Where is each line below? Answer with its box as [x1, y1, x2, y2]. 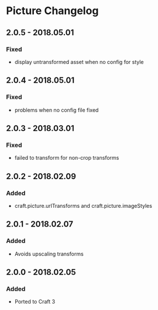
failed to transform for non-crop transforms [14, 154, 119, 161]
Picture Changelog [6, 4, 99, 18]
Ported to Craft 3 [14, 298, 56, 305]
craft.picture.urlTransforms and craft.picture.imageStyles [14, 202, 152, 209]
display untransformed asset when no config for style [14, 58, 144, 65]
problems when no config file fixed [14, 106, 99, 113]
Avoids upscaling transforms [14, 250, 84, 257]
